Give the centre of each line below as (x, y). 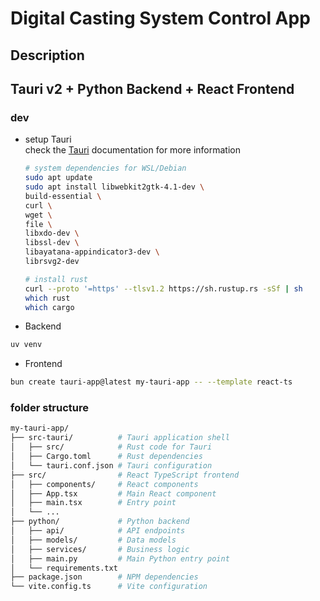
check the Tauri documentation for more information (132, 150)
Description (47, 55)
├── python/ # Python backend (100, 522)
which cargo (49, 307)
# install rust (56, 279)
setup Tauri (48, 139)
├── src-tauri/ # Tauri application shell (120, 438)
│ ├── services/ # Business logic (100, 549)
